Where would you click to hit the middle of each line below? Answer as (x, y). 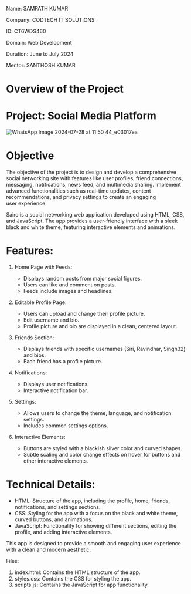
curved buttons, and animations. (54, 519)
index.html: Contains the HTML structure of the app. (77, 572)
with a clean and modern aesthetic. (49, 549)
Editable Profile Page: (40, 302)
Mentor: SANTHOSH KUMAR (41, 65)
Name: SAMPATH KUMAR (37, 9)
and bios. (35, 355)
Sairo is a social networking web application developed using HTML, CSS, (95, 215)
